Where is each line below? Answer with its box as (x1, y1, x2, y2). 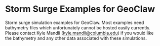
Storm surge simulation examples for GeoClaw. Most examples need (5, 20, 144, 25)
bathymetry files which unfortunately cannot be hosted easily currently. (5, 24, 151, 30)
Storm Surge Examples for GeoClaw (5, 3, 155, 15)
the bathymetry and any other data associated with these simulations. (5, 35, 147, 41)
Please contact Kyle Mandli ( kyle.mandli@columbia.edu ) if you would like (5, 30, 154, 36)
